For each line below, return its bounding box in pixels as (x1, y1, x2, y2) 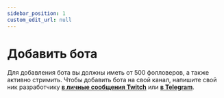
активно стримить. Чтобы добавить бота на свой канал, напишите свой (7, 76, 217, 84)
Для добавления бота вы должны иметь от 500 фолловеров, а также (7, 69, 210, 77)
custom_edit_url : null (7, 16, 72, 23)
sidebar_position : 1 (7, 10, 66, 17)
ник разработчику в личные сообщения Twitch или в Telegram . (7, 83, 195, 91)
